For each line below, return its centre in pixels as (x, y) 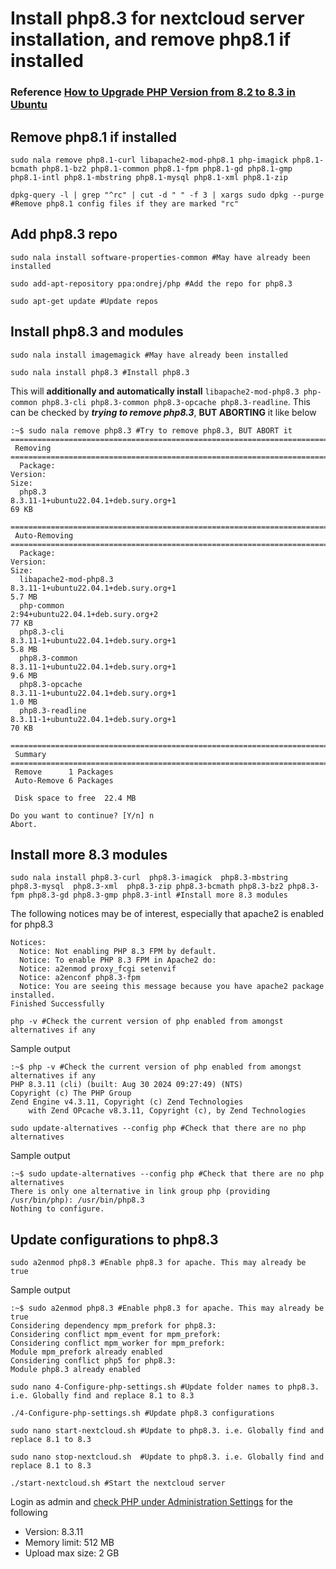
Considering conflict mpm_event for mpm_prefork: (116, 1335)
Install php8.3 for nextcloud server (157, 18)
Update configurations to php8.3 (114, 1239)
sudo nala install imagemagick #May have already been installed (149, 355)
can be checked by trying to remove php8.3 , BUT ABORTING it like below (163, 412)
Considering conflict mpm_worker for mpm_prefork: (118, 1343)
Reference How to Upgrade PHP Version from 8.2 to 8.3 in (153, 92)
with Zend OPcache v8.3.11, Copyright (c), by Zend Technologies (167, 1111)
